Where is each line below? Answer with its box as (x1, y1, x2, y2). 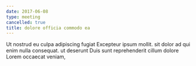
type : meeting (6, 14, 41, 20)
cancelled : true (6, 19, 46, 25)
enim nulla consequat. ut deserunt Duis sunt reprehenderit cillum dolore (6, 47, 179, 54)
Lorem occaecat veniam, (6, 53, 66, 60)
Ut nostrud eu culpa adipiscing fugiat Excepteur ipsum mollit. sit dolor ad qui (6, 41, 191, 48)
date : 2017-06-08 (6, 8, 49, 15)
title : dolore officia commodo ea (6, 25, 91, 31)
